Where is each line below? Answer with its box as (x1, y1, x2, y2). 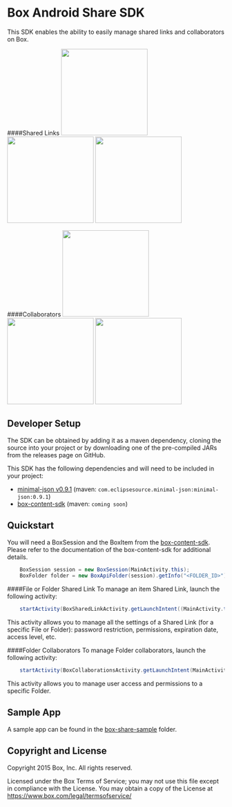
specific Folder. (7, 687, 51, 695)
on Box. (7, 35, 29, 43)
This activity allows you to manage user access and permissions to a (7, 679, 203, 688)
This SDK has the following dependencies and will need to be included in (7, 464, 215, 473)
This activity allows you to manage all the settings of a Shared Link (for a (7, 618, 214, 627)
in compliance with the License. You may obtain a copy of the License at (7, 784, 213, 792)
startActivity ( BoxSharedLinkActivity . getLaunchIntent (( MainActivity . (19, 606, 224, 613)
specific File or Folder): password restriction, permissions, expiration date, (7, 625, 219, 634)
